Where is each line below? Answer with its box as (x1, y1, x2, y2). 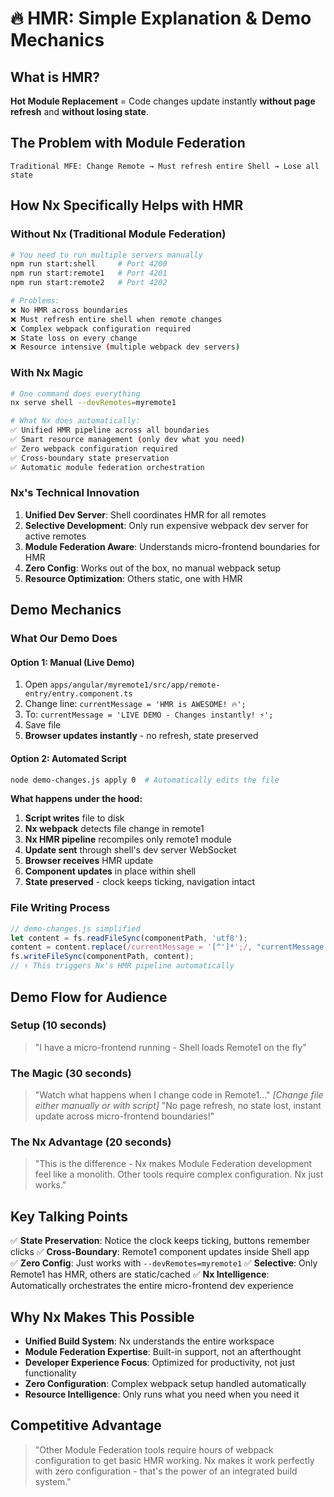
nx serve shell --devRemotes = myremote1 (10, 398, 177, 408)
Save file (24, 719, 62, 731)
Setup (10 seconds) (10, 1018, 107, 1032)
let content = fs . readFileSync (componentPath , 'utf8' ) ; (10, 933, 248, 943)
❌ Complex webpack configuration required (10, 323, 192, 334)
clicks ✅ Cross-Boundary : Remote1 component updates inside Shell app (10, 1246, 310, 1258)
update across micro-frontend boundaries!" (34, 1110, 215, 1122)
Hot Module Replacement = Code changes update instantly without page (10, 95, 316, 107)
